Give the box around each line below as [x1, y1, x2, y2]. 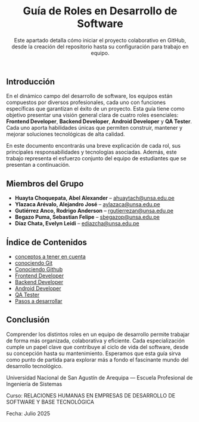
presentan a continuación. [6, 161, 70, 169]
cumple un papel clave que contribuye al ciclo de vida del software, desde [6, 343, 189, 350]
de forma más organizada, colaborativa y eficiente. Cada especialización [6, 337, 185, 344]
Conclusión [6, 315, 50, 325]
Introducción [6, 77, 55, 87]
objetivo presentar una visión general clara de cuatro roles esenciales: [6, 112, 179, 119]
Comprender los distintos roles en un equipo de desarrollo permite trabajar [6, 331, 190, 338]
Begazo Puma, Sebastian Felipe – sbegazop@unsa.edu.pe [14, 213, 160, 221]
